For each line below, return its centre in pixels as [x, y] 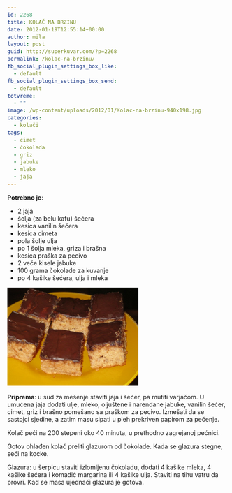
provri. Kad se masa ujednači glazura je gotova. [76, 482]
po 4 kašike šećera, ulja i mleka [63, 278]
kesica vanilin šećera [48, 226]
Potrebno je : [25, 197]
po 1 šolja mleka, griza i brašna [61, 248]
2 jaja [25, 211]
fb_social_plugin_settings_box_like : [62, 66]
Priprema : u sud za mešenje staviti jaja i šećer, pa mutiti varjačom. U [106, 397]
